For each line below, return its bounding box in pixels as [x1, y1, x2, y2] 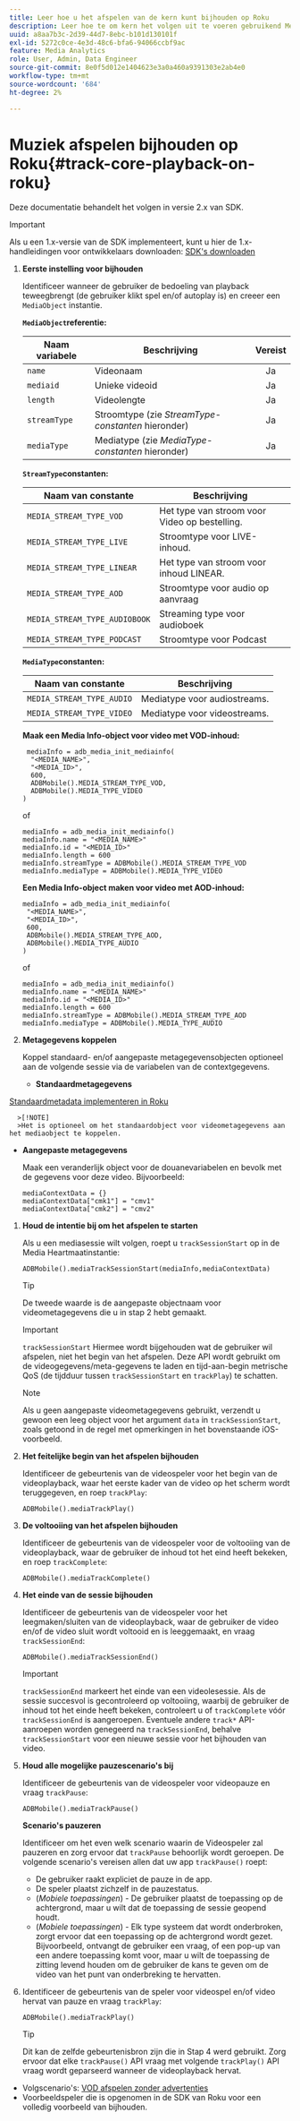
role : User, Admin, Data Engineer [9, 55, 138, 64]
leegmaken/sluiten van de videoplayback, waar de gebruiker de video [21, 1617, 279, 1628]
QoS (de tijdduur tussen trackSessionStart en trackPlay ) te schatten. [21, 1371, 279, 1381]
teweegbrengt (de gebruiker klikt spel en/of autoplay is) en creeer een [21, 290, 281, 301]
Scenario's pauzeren [21, 1820, 102, 1831]
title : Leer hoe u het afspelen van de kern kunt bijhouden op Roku [9, 13, 270, 22]
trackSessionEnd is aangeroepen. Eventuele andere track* [21, 1715, 237, 1725]
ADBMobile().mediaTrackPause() [21, 1805, 139, 1814]
